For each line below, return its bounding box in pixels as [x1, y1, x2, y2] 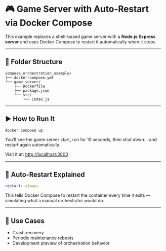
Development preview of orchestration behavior [12, 240, 110, 246]
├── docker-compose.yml [5, 75, 54, 80]
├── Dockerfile [14, 84, 45, 89]
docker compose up [5, 128, 43, 133]
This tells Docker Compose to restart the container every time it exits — [5, 192, 151, 198]
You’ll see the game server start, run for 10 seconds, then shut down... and [5, 137, 157, 143]
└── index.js [23, 97, 50, 102]
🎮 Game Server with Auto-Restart [5, 3, 149, 15]
